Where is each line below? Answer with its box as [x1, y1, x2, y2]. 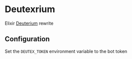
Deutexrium [5, 4, 55, 15]
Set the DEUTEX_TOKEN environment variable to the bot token [5, 48, 127, 54]
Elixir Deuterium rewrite [5, 20, 54, 26]
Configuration [5, 35, 50, 43]
